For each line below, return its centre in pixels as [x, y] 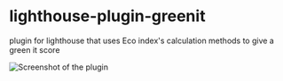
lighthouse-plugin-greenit [107, 16]
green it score [35, 49]
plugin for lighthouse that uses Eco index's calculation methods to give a [142, 40]
